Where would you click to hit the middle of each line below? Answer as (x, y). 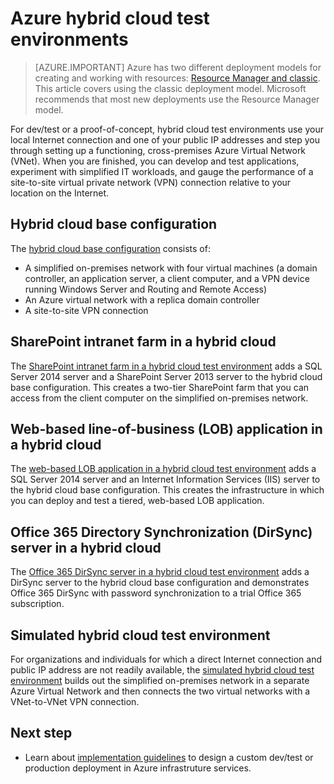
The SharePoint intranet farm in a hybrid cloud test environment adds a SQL (166, 366)
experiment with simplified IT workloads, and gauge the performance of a (162, 171)
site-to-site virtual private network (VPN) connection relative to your (151, 182)
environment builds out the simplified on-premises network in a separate (160, 680)
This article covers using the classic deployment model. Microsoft (170, 88)
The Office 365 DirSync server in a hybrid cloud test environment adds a (160, 572)
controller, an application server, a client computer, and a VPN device (167, 278)
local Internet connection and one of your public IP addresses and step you (165, 139)
